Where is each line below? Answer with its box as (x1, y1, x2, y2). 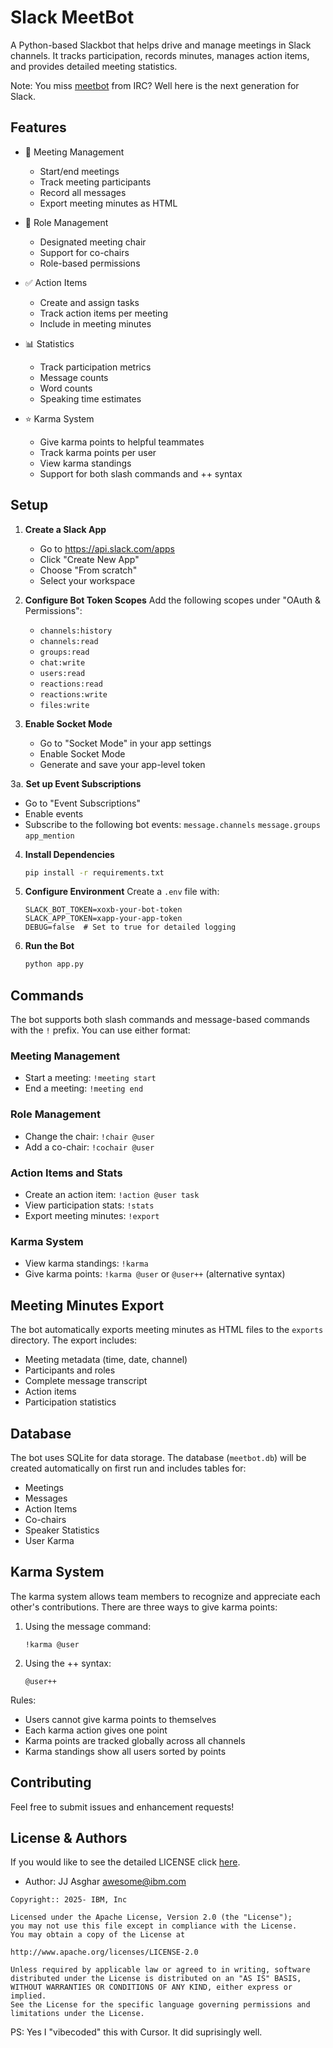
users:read (39, 668, 86, 678)
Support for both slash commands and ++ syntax (39, 467, 243, 480)
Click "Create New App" (39, 553, 140, 565)
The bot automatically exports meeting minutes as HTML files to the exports (10, 1324, 324, 1336)
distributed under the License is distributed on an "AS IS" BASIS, (10, 1974, 302, 1984)
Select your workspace (39, 574, 136, 586)
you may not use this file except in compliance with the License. (10, 1921, 298, 1931)
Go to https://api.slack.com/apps (39, 542, 175, 555)
